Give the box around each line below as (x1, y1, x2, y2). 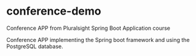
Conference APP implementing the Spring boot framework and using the (6, 36, 190, 43)
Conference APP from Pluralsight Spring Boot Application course (6, 24, 171, 32)
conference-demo (6, 4, 101, 18)
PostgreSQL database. (6, 43, 63, 50)
